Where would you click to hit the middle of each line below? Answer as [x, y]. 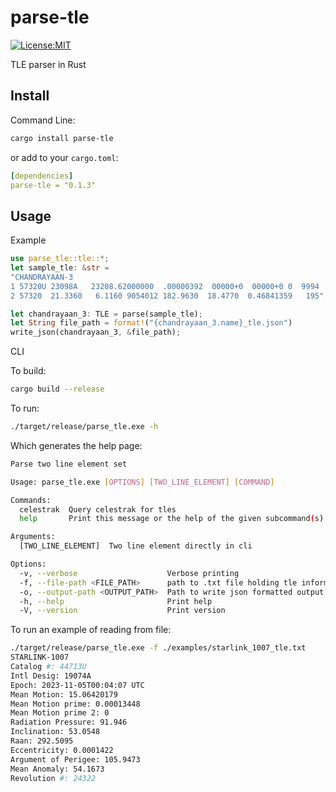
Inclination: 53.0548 [55, 732]
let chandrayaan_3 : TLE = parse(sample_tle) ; [106, 314]
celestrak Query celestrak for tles [98, 509]
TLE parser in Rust [48, 64]
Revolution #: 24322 [53, 778]
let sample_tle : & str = [60, 268]
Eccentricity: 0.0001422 [62, 750]
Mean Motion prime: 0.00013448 [75, 704]
